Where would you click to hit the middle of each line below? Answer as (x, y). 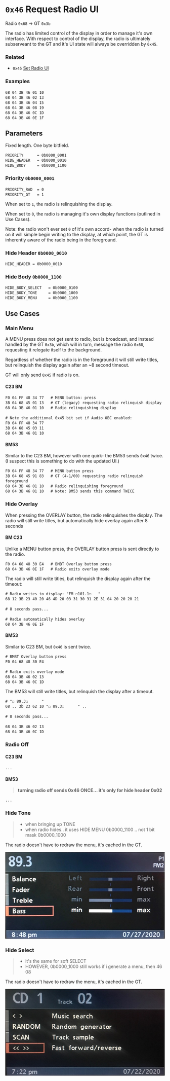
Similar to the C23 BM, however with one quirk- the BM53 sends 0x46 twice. (84, 456)
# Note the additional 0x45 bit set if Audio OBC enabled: (69, 418)
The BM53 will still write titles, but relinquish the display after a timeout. (80, 692)
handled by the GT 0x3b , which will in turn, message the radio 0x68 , (75, 344)
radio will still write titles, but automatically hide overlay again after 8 (76, 520)
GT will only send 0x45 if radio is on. (42, 375)
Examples (18, 81)
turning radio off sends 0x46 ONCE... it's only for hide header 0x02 (90, 790)
